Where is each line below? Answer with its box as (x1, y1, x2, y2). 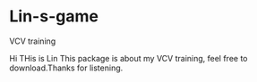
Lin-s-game (9, 6, 99, 27)
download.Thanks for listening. (9, 62, 124, 73)
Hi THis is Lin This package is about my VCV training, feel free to (9, 53, 248, 63)
